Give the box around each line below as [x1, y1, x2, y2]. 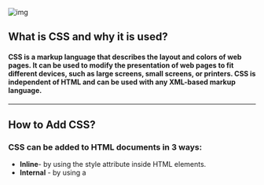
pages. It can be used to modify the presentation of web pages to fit [8, 60, 234, 70]
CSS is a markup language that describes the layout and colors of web [8, 52, 242, 61]
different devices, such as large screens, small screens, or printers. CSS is [8, 68, 256, 78]
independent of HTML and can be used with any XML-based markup [8, 77, 236, 87]
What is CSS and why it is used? [8, 30, 168, 43]
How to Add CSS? [8, 118, 96, 131]
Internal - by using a [19, 168, 86, 177]
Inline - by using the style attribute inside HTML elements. [19, 160, 207, 169]
